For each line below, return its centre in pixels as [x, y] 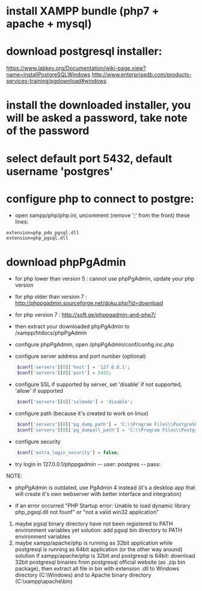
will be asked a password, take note [97, 118]
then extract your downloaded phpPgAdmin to [72, 327]
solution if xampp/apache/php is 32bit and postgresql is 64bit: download [105, 555]
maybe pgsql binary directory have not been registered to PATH [94, 524]
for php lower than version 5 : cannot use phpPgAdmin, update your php [105, 279]
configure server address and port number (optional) [80, 356]
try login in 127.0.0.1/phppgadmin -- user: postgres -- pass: [88, 464]
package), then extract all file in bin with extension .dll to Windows [97, 568]
